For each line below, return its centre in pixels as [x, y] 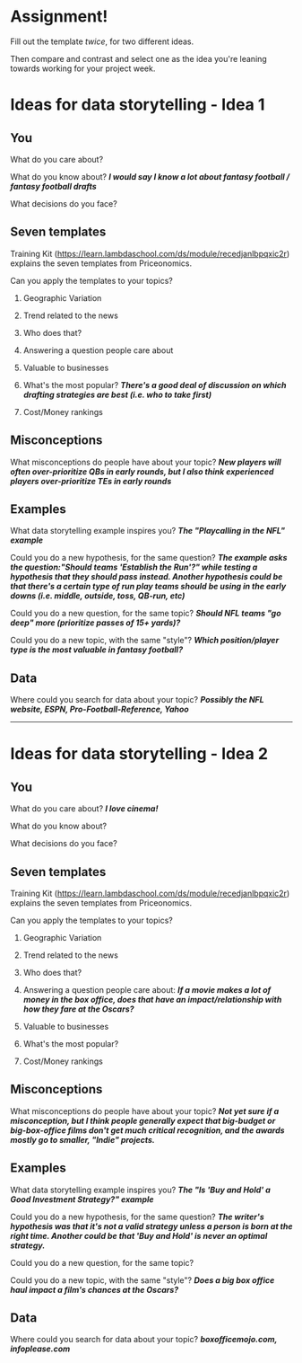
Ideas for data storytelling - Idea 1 [138, 105]
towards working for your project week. [83, 68]
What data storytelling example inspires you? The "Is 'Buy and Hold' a [141, 1190]
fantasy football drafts [53, 186]
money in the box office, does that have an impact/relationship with [152, 1000]
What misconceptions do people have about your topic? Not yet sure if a [145, 1111]
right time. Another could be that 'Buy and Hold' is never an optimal [139, 1235]
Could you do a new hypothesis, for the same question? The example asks [149, 558]
